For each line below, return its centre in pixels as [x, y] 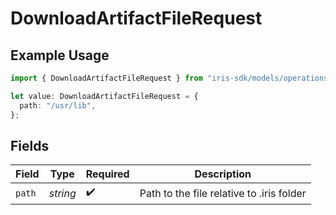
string [62, 193]
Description [223, 174]
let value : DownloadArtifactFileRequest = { [104, 96]
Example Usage [60, 55]
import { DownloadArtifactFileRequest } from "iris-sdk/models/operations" [171, 78]
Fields [30, 145]
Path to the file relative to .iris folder [223, 193]
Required [107, 174]
